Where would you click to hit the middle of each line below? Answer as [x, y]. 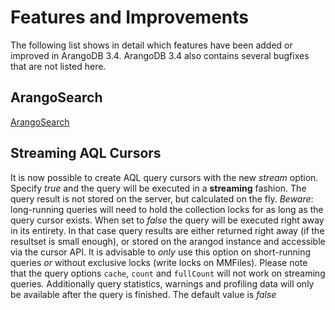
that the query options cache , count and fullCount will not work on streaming [168, 273]
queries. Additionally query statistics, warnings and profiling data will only [162, 283]
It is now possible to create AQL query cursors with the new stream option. [164, 177]
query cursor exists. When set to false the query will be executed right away [167, 220]
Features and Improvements [130, 17]
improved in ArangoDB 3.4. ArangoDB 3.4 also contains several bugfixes [160, 55]
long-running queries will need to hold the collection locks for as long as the [167, 209]
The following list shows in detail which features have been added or [151, 45]
